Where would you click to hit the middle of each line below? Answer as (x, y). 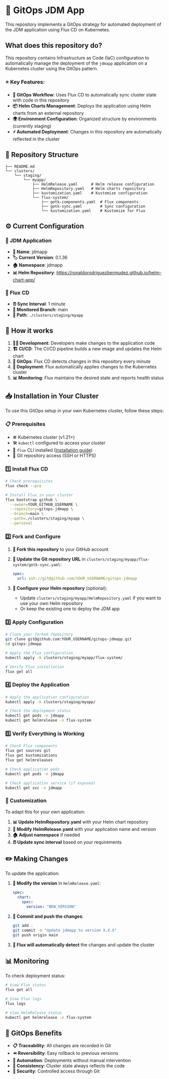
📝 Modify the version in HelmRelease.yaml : (57, 883)
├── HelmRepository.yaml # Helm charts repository (89, 189)
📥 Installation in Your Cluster (52, 396)
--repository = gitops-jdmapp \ (41, 509)
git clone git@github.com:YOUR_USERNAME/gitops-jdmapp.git (69, 639)
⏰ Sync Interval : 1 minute (39, 304)
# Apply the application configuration (47, 697)
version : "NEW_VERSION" (51, 907)
